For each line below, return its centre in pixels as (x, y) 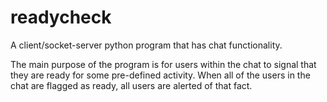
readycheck (61, 17)
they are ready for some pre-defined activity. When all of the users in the (160, 75)
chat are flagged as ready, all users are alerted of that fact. (131, 85)
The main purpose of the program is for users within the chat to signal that (163, 64)
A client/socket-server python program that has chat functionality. (146, 45)
